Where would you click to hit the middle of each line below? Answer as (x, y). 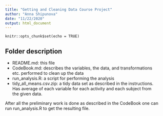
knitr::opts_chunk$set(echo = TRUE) (42, 36)
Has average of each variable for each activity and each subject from (82, 89)
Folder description (34, 51)
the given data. (27, 94)
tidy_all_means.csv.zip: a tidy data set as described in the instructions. (83, 83)
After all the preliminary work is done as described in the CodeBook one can (82, 103)
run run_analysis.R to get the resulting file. (47, 108)
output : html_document (28, 23)
